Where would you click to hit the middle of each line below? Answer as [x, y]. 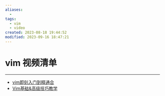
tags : [11, 19]
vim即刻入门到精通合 [33, 82]
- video [17, 28]
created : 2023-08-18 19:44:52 [36, 32]
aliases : [14, 10]
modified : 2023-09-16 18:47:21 [37, 37]
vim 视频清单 [31, 63]
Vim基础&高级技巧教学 [35, 88]
